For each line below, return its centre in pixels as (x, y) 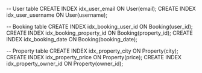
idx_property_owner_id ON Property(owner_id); (65, 63)
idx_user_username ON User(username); (57, 15)
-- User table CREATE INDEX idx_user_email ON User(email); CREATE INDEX (101, 9)
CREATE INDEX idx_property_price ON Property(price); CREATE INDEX (94, 57)
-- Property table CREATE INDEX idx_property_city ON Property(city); (93, 51)
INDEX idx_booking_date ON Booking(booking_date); (72, 39)
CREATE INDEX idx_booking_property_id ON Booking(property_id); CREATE (99, 33)
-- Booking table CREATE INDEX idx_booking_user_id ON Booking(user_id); (99, 27)
